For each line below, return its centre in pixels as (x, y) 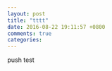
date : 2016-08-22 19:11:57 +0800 (56, 27)
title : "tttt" (28, 20)
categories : (25, 40)
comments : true (30, 33)
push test (21, 60)
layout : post (26, 14)
